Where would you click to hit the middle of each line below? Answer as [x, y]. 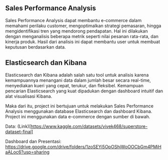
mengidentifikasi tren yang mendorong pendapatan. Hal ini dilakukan [77, 31]
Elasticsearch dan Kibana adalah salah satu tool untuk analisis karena [77, 75]
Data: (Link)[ [18, 126]
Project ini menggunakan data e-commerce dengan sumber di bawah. [78, 116]
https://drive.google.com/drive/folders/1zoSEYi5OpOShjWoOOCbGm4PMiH [83, 146]
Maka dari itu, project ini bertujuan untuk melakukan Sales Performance [79, 106]
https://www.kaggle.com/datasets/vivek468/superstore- [89, 126]
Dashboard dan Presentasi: [33, 141]
